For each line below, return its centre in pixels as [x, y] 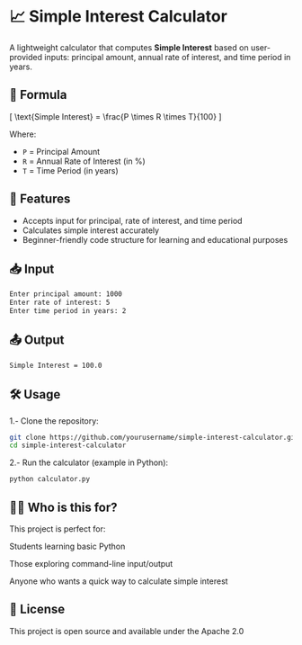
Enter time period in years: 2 [68, 311]
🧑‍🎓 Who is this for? [64, 507]
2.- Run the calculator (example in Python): [89, 462]
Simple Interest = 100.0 [56, 365]
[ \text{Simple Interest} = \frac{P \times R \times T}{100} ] [115, 116]
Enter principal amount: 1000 [66, 294]
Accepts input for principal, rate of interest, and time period [132, 220]
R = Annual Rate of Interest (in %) [84, 161]
